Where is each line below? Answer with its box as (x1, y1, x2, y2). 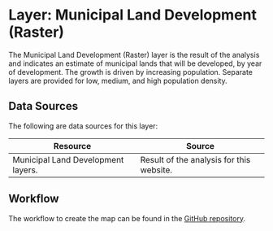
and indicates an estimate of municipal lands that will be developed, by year (8, 59, 262, 68)
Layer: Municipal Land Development (8, 6, 258, 24)
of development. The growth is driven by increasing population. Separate (8, 67, 253, 76)
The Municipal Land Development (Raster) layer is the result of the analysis (8, 50, 260, 59)
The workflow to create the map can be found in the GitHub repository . (8, 213, 246, 223)
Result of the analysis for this (140, 154, 251, 165)
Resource (53, 140, 92, 151)
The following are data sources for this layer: (8, 120, 158, 131)
